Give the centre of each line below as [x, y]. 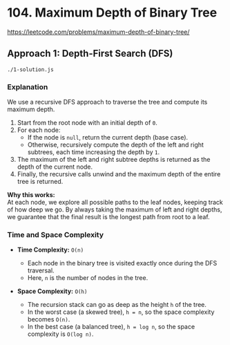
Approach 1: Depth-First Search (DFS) [90, 54]
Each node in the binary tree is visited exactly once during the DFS [122, 263]
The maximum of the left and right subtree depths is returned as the [114, 160]
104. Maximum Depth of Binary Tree [112, 13]
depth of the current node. [55, 167]
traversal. [41, 270]
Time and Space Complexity [56, 234]
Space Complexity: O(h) [52, 291]
